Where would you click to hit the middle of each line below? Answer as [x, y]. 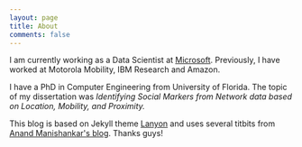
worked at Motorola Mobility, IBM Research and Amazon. [115, 69]
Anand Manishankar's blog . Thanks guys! [87, 133]
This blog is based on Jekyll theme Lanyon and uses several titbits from [142, 124]
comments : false [40, 34]
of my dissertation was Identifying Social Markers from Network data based [151, 96]
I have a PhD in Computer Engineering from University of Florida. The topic [148, 87]
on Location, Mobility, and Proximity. [78, 106]
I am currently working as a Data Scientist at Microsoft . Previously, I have [145, 60]
